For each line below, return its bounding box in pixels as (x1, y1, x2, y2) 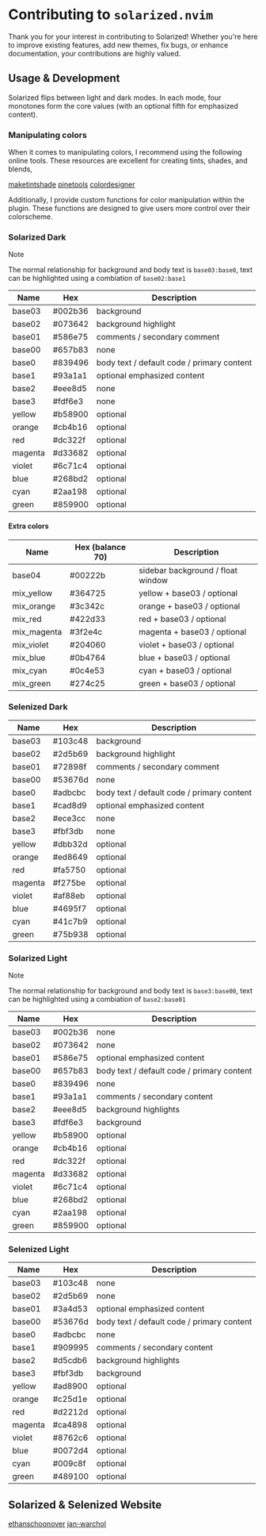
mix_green (12, 678, 51, 689)
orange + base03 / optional (138, 601, 241, 612)
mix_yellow (12, 587, 53, 598)
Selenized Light (8, 1244, 70, 1255)
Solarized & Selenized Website (8, 1498, 162, 1511)
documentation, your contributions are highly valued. (8, 48, 181, 58)
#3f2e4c (70, 626, 103, 637)
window (138, 574, 169, 586)
